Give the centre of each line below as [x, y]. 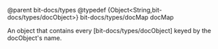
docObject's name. [35, 38]
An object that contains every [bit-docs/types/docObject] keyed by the [109, 31]
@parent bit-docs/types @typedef [57, 10]
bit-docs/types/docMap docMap [127, 17]
